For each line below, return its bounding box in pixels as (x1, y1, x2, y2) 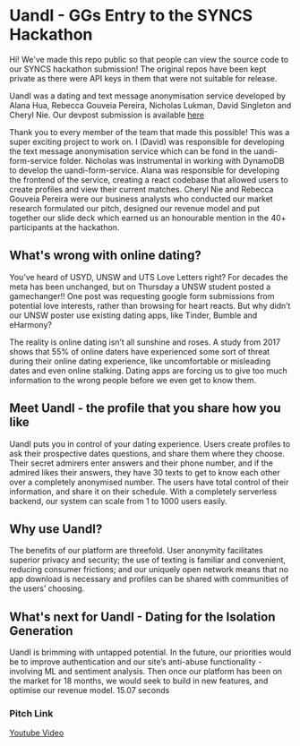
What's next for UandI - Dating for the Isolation (9, 609, 276, 624)
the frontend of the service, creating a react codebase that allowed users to (9, 174, 288, 184)
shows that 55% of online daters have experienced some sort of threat (9, 346, 270, 356)
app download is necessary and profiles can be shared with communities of (9, 574, 289, 585)
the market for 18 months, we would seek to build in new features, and (9, 675, 269, 686)
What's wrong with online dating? (9, 248, 201, 263)
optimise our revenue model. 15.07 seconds (9, 685, 170, 696)
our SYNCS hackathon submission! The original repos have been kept (9, 64, 267, 74)
